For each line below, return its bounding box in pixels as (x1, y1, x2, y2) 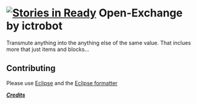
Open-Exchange (98, 6, 183, 20)
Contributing (6, 63, 56, 74)
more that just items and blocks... (6, 46, 90, 53)
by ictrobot (6, 19, 62, 33)
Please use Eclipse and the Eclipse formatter (6, 79, 118, 86)
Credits (6, 91, 25, 99)
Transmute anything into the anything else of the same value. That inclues (6, 39, 191, 46)
